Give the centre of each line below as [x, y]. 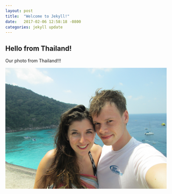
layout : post [19, 11]
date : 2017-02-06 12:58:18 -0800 [43, 21]
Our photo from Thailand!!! [33, 61]
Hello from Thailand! [39, 48]
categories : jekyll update [34, 27]
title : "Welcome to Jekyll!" [38, 16]
